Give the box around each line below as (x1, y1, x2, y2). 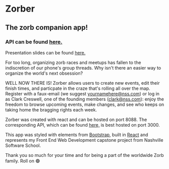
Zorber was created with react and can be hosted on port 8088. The (5, 117, 147, 123)
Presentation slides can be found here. (5, 49, 86, 55)
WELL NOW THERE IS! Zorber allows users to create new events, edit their (5, 80, 160, 86)
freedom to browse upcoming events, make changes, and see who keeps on (5, 101, 164, 107)
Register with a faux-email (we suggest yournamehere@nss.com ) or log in (5, 90, 160, 96)
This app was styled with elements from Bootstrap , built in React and (5, 132, 148, 138)
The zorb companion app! (5, 23, 88, 32)
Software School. (5, 142, 41, 148)
